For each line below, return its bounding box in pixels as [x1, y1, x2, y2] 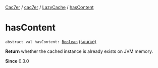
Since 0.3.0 [5, 58, 29, 64]
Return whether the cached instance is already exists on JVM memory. [5, 48, 153, 54]
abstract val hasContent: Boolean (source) [5, 38, 97, 44]
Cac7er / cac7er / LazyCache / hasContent [5, 5, 94, 10]
